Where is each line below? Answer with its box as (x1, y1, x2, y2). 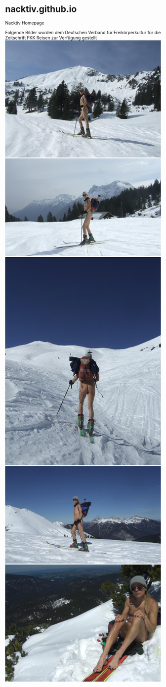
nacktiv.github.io (5, 3, 77, 15)
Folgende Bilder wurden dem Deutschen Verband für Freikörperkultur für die (5, 29, 161, 35)
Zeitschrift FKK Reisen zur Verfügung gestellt (5, 35, 97, 41)
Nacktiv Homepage (5, 20, 44, 26)
